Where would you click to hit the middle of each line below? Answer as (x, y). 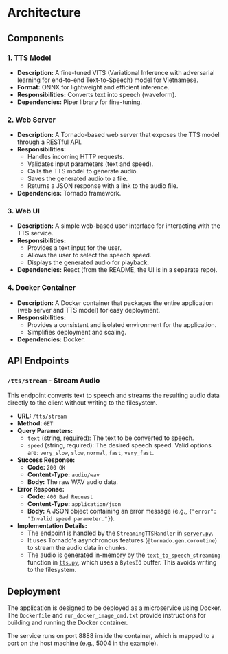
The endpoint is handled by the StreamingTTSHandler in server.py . (121, 533)
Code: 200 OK (46, 467)
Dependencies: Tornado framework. (69, 193)
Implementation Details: (52, 526)
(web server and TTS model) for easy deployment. (88, 310)
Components (35, 38)
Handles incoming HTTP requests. (76, 157)
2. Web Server (32, 120)
